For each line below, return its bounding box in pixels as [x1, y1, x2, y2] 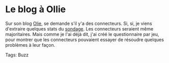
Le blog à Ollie [5, 4, 66, 15]
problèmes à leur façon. [5, 42, 55, 48]
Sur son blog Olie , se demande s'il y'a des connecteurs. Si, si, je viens [5, 20, 152, 26]
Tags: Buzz [5, 52, 29, 58]
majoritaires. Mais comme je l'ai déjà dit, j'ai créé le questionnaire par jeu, [5, 31, 159, 37]
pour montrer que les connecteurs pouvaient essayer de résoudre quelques [5, 37, 164, 43]
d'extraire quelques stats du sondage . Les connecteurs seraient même [5, 25, 154, 31]
